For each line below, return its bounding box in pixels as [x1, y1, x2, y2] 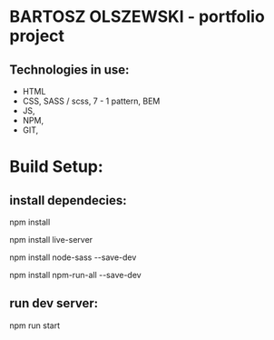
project [9, 25, 65, 46]
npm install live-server [9, 235, 93, 245]
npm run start [9, 320, 61, 331]
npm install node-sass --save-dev [9, 252, 137, 263]
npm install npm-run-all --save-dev [9, 270, 142, 280]
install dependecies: [9, 193, 127, 208]
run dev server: [9, 295, 99, 311]
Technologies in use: [9, 62, 130, 77]
